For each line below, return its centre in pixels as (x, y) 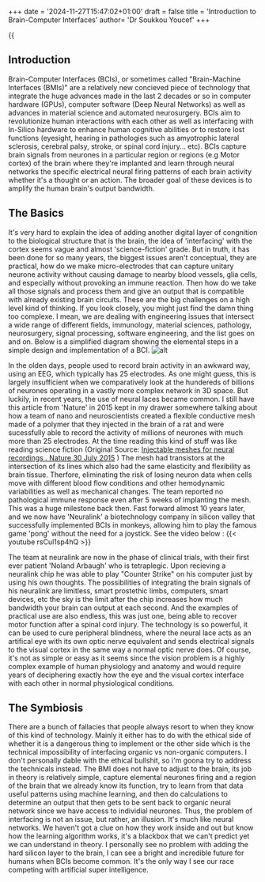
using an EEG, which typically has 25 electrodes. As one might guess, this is (132, 373)
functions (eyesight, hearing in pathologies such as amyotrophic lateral (124, 138)
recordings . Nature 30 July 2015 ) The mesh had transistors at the (117, 457)
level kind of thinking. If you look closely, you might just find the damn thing (131, 308)
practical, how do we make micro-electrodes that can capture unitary (121, 266)
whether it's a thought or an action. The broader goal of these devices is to (130, 180)
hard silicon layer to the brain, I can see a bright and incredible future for (126, 853)
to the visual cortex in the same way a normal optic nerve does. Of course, (130, 649)
